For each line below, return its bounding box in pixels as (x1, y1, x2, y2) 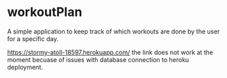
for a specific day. (7, 34, 59, 42)
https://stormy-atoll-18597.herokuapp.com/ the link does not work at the (7, 48, 214, 56)
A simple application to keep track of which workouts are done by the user (7, 27, 220, 36)
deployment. (7, 63, 43, 71)
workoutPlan (7, 4, 83, 20)
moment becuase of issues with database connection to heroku (7, 55, 190, 63)
